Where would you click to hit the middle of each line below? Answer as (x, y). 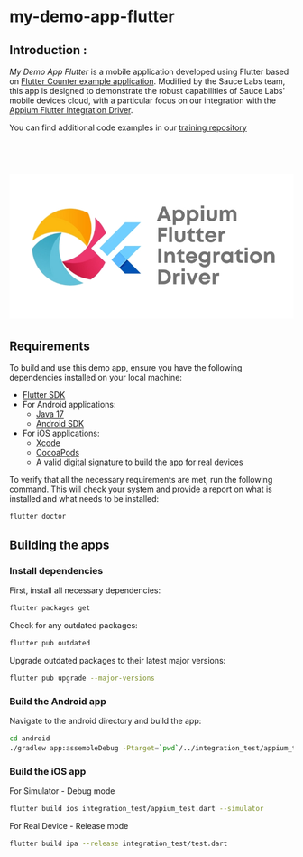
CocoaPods (57, 453)
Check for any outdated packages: (73, 625)
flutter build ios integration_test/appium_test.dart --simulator (137, 808)
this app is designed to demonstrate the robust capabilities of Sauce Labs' (147, 91)
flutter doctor (38, 517)
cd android (30, 739)
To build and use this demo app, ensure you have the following (126, 368)
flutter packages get (50, 607)
